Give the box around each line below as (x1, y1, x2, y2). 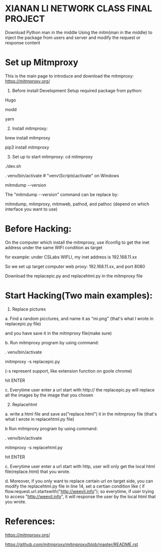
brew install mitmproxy (5, 135, 50, 140)
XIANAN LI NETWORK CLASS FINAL (5, 3, 152, 14)
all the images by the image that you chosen (5, 392, 94, 398)
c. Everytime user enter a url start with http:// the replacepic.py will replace (5, 387, 155, 393)
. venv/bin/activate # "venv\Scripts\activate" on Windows (5, 173, 119, 178)
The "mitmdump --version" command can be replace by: (5, 191, 119, 197)
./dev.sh (5, 163, 21, 169)
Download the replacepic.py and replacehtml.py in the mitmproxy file (5, 273, 143, 278)
